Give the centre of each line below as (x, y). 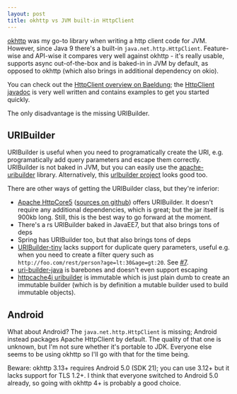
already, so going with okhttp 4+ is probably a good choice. (94, 383)
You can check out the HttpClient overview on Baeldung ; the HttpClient (111, 84)
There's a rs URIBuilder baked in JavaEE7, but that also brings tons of (118, 225)
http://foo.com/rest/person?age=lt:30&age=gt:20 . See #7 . (103, 262)
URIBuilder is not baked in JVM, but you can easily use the (93, 168)
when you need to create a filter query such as (86, 255)
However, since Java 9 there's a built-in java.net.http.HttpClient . (105, 48)
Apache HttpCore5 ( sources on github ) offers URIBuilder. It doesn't (115, 202)
